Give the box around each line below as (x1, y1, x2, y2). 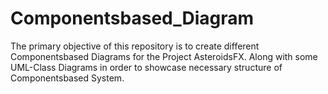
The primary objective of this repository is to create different (10, 40, 260, 52)
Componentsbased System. (10, 72, 125, 84)
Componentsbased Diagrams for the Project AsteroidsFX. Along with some (10, 50, 318, 62)
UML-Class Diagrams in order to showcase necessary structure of (10, 61, 283, 73)
